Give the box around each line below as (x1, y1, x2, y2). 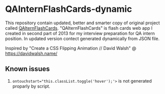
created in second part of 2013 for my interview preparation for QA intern (5, 30, 155, 36)
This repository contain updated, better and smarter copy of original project (5, 20, 160, 26)
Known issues (5, 65, 50, 73)
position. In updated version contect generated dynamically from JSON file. (5, 36, 160, 42)
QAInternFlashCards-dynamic (5, 3, 133, 15)
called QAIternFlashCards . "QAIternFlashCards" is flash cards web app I (5, 25, 153, 31)
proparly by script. (12, 83, 51, 89)
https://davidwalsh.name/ (5, 50, 58, 56)
